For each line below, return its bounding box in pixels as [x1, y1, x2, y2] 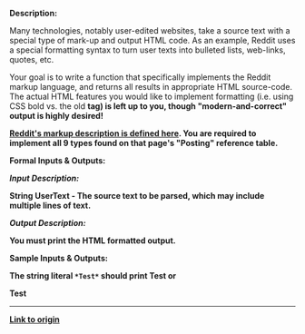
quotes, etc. [9, 54, 54, 64]
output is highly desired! [9, 111, 104, 121]
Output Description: [9, 218, 86, 228]
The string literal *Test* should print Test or [9, 270, 177, 280]
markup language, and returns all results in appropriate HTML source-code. [9, 82, 293, 92]
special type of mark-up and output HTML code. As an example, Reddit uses [9, 35, 296, 45]
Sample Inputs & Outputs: [9, 253, 109, 263]
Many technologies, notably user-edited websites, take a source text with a [9, 25, 290, 35]
